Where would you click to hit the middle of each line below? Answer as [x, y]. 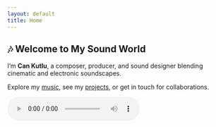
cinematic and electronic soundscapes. [65, 73]
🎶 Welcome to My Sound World [77, 49]
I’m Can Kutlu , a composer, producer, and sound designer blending [105, 66]
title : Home [25, 20]
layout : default [31, 14]
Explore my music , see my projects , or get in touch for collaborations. [108, 87]
